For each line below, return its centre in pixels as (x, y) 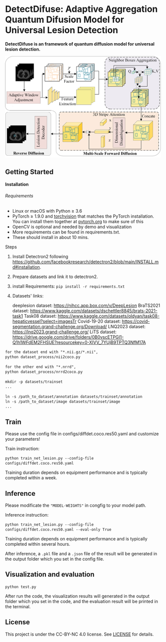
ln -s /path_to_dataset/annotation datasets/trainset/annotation (74, 397)
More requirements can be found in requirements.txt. (66, 232)
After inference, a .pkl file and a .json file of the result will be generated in (81, 554)
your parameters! (23, 439)
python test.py (21, 587)
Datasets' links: (28, 296)
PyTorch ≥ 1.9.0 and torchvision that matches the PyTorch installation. (83, 216)
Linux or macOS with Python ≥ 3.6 (47, 211)
